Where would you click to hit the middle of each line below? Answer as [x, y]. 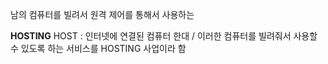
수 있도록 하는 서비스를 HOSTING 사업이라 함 [98, 48]
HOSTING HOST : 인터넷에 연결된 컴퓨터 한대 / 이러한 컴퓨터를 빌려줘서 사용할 [164, 36]
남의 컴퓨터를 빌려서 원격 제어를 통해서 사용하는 [102, 14]
